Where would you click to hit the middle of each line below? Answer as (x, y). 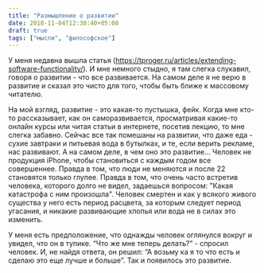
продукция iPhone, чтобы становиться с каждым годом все (110, 161)
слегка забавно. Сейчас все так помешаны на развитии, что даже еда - (130, 135)
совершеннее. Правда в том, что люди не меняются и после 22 (117, 169)
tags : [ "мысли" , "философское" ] (62, 38)
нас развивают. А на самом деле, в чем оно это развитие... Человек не (130, 152)
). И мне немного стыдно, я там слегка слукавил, (167, 69)
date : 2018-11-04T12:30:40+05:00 (64, 23)
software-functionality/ (46, 69)
